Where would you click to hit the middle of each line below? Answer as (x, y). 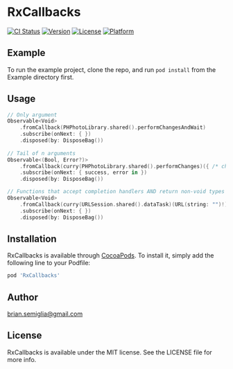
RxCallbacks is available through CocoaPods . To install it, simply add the (111, 255)
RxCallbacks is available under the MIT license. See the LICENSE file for (110, 352)
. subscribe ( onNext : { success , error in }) (84, 173)
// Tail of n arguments (42, 153)
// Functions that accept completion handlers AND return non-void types (116, 192)
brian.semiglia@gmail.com (45, 314)
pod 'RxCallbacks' (34, 276)
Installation (32, 238)
